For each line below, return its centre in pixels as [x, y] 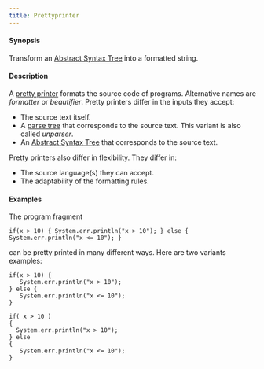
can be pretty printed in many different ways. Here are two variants [117, 253]
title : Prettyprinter [44, 15]
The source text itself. [55, 117]
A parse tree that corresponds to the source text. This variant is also [131, 126]
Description [29, 76]
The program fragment [46, 216]
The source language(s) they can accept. [87, 173]
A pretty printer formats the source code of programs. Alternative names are [132, 94]
